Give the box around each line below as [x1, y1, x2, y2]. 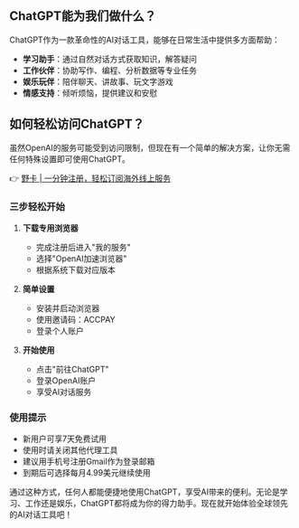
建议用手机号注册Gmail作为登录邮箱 [22, 456, 155, 467]
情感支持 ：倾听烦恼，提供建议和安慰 [22, 87, 158, 98]
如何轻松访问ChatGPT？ [9, 117, 145, 132]
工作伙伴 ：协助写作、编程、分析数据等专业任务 [22, 64, 197, 75]
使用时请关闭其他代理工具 [22, 445, 118, 456]
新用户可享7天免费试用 [22, 433, 107, 445]
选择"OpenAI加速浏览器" [35, 252, 127, 264]
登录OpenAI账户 [35, 374, 97, 386]
